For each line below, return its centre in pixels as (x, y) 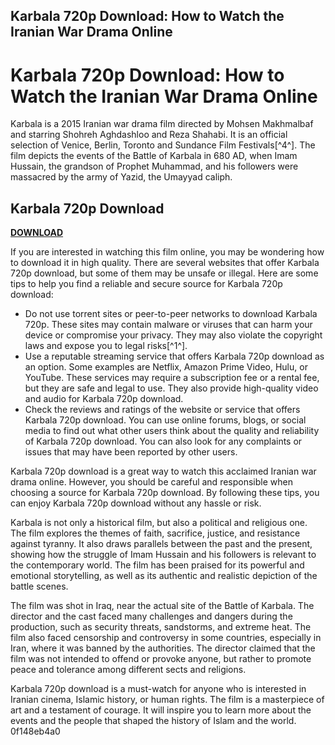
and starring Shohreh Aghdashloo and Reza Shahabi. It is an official (149, 135)
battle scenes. (39, 586)
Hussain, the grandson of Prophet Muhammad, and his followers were (154, 166)
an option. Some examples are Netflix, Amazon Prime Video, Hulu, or (166, 367)
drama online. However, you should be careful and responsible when (151, 482)
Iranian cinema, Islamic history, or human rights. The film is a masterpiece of (167, 700)
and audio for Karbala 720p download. (104, 399)
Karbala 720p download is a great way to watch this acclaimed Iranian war (163, 471)
